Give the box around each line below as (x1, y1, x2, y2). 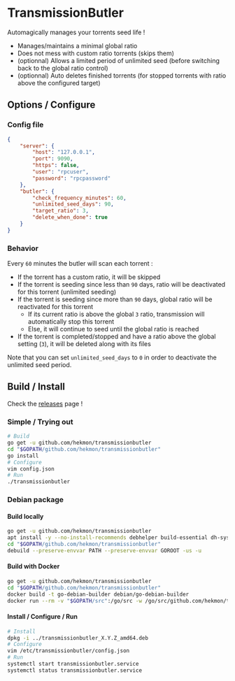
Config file (7, 120, 44, 130)
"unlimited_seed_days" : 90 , (32, 201, 114, 208)
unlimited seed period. (7, 361, 72, 369)
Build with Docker (7, 562, 60, 571)
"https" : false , (32, 162, 80, 169)
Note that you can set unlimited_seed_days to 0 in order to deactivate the (7, 353, 217, 361)
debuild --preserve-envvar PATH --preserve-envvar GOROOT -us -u (7, 547, 201, 554)
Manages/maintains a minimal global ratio (17, 41, 138, 50)
